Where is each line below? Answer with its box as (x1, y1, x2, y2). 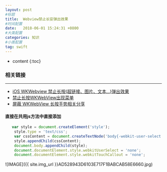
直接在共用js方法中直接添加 (5, 113, 61, 119)
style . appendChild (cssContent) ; (14, 138, 81, 144)
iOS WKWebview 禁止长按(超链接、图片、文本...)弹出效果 (12, 88, 129, 94)
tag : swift (5, 44, 28, 49)
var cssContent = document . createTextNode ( (14, 134, 106, 139)
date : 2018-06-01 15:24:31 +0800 (5, 26, 79, 31)
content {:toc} (12, 58, 41, 64)
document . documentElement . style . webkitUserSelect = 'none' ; (14, 148, 141, 153)
